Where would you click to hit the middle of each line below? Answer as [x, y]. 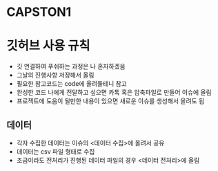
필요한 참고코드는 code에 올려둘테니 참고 [71, 84]
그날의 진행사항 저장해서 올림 [55, 75]
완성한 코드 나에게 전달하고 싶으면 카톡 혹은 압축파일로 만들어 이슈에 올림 [114, 92]
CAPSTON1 [39, 12]
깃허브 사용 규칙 [48, 46]
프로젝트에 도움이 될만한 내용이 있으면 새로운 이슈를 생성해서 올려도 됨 [110, 101]
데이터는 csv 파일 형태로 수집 [56, 151]
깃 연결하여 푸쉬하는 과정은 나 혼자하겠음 [71, 66]
